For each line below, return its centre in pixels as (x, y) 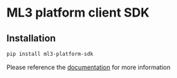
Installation (31, 38)
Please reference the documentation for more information (88, 67)
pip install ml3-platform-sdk (50, 54)
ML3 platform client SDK (78, 13)
